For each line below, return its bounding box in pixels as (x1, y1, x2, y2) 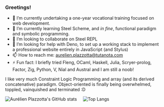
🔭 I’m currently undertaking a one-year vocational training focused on (12, 15, 155, 21)
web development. (12, 20, 50, 26)
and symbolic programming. (12, 31, 70, 37)
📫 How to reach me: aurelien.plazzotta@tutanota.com (12, 52, 123, 58)
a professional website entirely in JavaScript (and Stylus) (12, 46, 128, 53)
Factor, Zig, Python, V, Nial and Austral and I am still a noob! (12, 67, 134, 72)
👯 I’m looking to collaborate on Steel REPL (12, 36, 98, 42)
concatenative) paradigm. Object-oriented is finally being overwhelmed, (5, 81, 152, 87)
